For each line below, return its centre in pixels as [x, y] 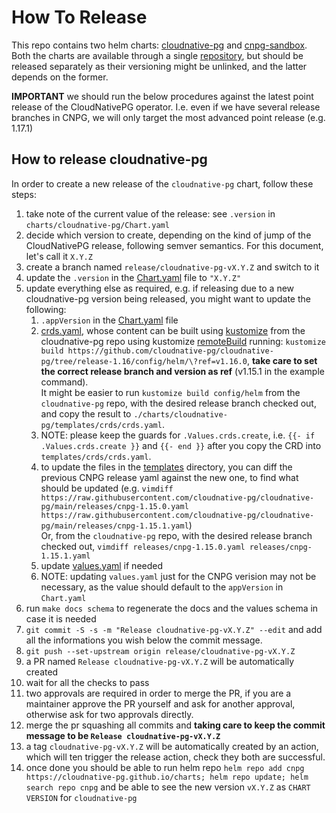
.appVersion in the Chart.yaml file [109, 320]
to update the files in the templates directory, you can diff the [166, 467]
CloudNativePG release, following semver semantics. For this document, [174, 245]
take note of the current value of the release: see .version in [150, 213]
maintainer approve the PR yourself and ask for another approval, [160, 703]
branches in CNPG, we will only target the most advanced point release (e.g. [168, 117]
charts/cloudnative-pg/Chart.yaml [97, 225]
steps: [24, 194]
